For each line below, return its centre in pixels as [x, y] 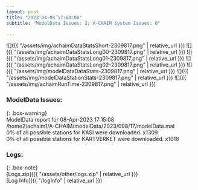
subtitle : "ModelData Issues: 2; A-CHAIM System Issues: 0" [84, 23]
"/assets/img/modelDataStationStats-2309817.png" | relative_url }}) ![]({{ [96, 78]
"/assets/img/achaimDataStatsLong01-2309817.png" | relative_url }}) [99, 59]
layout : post [23, 12]
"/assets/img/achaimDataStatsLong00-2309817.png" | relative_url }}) [100, 52]
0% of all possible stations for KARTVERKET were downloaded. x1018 [93, 139]
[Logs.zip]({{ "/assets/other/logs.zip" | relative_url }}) [72, 174]
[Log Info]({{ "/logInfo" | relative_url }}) [54, 180]
